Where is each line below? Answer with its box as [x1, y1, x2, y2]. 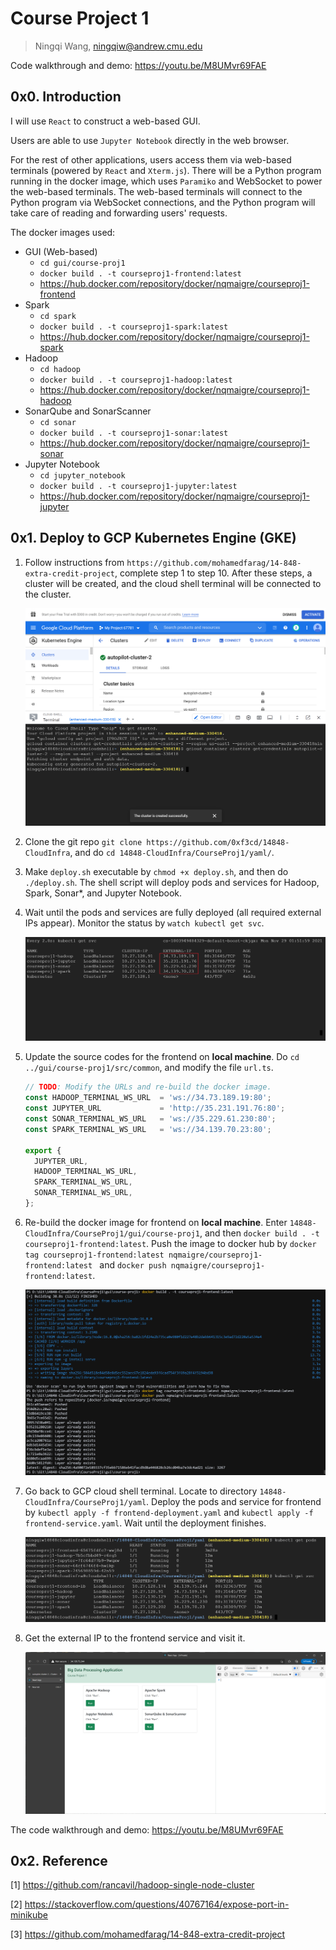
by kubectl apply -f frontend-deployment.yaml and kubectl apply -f [24, 1506, 314, 1518]
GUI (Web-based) [24, 245, 98, 257]
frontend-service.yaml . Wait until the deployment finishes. [24, 1517, 267, 1529]
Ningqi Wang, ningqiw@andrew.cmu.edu [34, 40, 203, 52]
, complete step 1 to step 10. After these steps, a [114, 567, 313, 579]
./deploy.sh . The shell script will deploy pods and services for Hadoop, [24, 876, 320, 888]
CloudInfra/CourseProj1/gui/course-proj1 [24, 1228, 200, 1239]
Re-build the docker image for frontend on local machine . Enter [24, 1216, 288, 1228]
